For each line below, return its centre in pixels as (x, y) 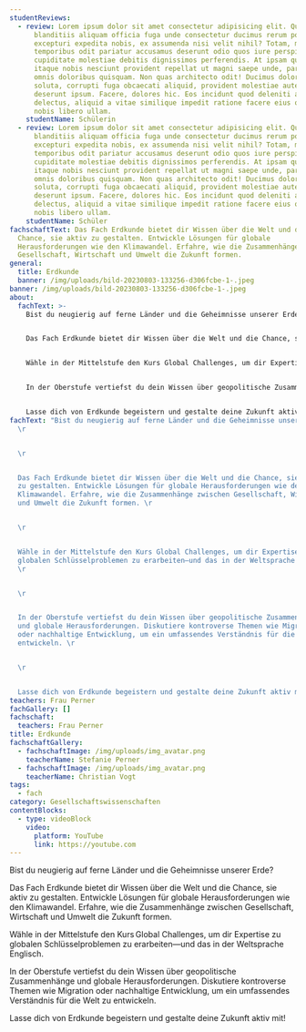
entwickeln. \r (46, 643)
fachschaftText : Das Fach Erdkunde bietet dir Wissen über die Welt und (150, 230)
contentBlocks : (38, 811)
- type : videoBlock (55, 819)
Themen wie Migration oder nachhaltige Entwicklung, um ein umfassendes (149, 991)
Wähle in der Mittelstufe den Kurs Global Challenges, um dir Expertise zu (145, 935)
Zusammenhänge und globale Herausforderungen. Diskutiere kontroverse (148, 981)
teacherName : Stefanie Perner (83, 760)
